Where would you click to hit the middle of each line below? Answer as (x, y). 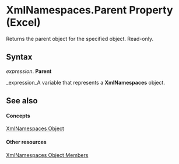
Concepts (18, 116)
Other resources (26, 142)
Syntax (19, 57)
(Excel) (23, 22)
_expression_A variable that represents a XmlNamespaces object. (85, 82)
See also (22, 101)
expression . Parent (29, 71)
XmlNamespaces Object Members (47, 155)
